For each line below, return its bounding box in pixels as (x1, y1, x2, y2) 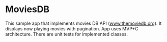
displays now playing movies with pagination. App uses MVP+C (5, 25, 138, 31)
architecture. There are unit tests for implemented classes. (5, 31, 128, 37)
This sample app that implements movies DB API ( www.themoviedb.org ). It (5, 20, 162, 26)
